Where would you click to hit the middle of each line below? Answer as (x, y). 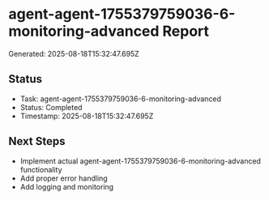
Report (186, 31)
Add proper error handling (64, 178)
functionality (41, 169)
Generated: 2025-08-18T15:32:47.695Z (74, 53)
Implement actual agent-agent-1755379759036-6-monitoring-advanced (141, 161)
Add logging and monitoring (67, 186)
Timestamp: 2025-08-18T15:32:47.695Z (87, 116)
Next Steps (37, 141)
